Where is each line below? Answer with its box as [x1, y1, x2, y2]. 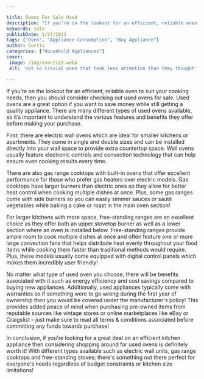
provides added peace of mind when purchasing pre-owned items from [6, 303, 186, 310]
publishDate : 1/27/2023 [6, 31, 67, 37]
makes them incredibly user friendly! [6, 258, 99, 266]
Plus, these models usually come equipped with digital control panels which [6, 252, 197, 260]
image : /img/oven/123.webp [9, 59, 78, 66]
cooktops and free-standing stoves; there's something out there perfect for [6, 353, 195, 361]
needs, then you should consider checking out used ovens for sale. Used [6, 94, 190, 101]
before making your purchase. [6, 119, 82, 127]
